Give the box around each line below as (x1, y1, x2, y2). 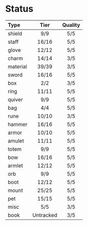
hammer (8, 120, 28, 127)
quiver (8, 96, 23, 103)
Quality (62, 21, 80, 28)
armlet (8, 162, 23, 169)
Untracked (32, 211, 58, 218)
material (8, 63, 27, 70)
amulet (8, 137, 24, 144)
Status (5, 3, 34, 15)
